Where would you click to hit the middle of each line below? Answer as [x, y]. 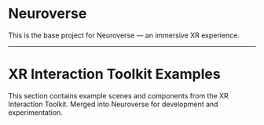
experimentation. [35, 112]
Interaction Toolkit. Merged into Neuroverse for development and [113, 104]
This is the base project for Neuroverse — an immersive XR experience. [124, 35]
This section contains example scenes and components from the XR [119, 95]
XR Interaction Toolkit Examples [115, 74]
